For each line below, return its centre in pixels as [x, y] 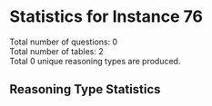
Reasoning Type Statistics [85, 89]
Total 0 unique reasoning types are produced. [95, 61]
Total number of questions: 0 [64, 42]
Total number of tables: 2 [56, 51]
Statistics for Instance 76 [106, 17]
